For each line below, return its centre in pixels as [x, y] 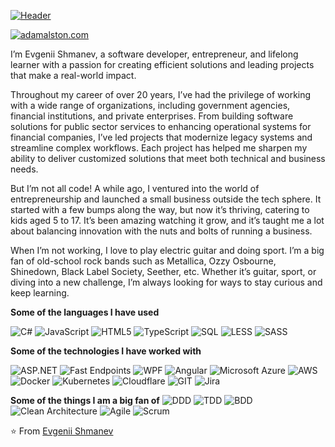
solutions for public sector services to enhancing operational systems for [161, 126]
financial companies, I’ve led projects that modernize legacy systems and [161, 137]
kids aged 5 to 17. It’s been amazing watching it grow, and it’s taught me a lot [167, 220]
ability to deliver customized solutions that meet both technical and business [168, 158]
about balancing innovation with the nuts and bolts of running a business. [161, 231]
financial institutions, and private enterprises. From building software [152, 116]
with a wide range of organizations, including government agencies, [150, 105]
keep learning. [40, 293]
